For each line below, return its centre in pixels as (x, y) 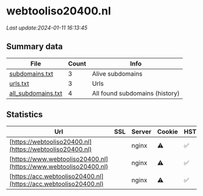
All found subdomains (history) (136, 93)
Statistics (25, 115)
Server (141, 132)
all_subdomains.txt (36, 93)
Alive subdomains (118, 73)
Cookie (167, 132)
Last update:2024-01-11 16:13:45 (47, 28)
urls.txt (19, 84)
